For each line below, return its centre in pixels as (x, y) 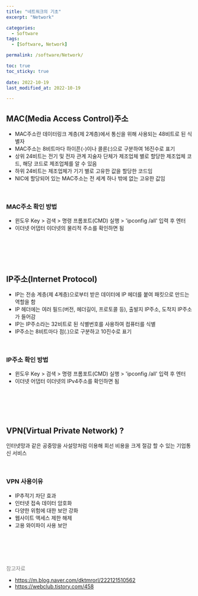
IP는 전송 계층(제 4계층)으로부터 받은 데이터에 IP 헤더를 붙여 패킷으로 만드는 (102, 295)
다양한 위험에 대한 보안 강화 (47, 510)
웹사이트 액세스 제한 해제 (43, 518)
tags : (13, 39)
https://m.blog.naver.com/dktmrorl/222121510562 (75, 580)
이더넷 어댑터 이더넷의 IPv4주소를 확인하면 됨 (67, 381)
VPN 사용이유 (25, 482)
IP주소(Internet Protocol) (52, 279)
